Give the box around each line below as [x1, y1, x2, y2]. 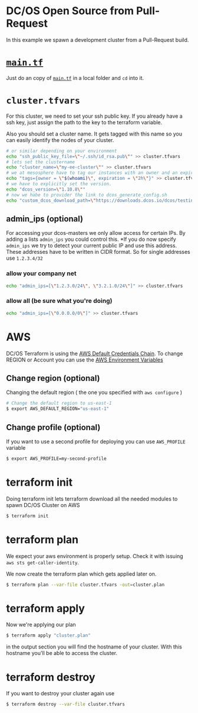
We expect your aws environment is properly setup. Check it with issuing [6, 552, 184, 560]
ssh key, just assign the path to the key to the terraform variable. [6, 118, 163, 125]
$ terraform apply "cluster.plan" [6, 633, 91, 638]
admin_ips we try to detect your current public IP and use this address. [6, 242, 177, 249]
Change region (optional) [6, 373, 100, 383]
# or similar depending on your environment [6, 148, 117, 154]
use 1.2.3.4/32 [6, 254, 43, 262]
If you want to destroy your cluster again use [6, 690, 115, 697]
